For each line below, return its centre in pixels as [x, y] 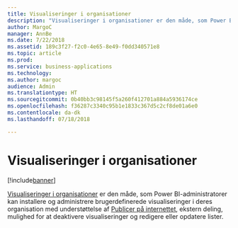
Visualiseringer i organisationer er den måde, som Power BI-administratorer [118, 194]
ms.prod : [20, 60]
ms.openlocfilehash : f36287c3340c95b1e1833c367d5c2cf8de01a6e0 [103, 106]
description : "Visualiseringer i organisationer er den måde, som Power [117, 21]
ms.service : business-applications [60, 67]
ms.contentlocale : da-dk [44, 113]
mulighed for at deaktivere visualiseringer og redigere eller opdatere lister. [115, 216]
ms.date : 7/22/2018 [36, 40]
